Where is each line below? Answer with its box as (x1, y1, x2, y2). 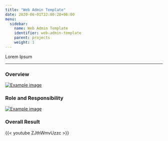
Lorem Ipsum (5, 53, 32, 59)
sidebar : (9, 21, 28, 26)
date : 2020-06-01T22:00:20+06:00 (5, 12, 75, 17)
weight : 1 (14, 40, 35, 45)
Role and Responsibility (5, 94, 63, 101)
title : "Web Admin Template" (5, 7, 66, 12)
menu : (5, 16, 16, 21)
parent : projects (14, 35, 50, 40)
